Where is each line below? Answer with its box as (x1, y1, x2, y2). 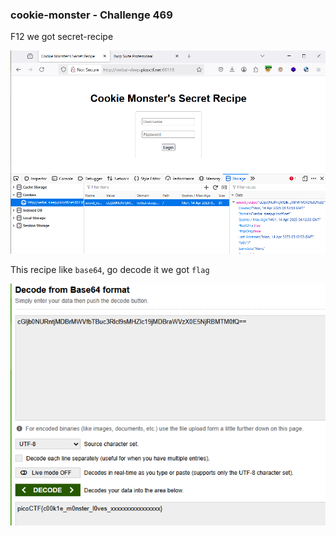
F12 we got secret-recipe (10, 31, 114, 43)
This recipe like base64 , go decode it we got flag (10, 264, 210, 276)
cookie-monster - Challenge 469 (10, 8, 173, 22)
